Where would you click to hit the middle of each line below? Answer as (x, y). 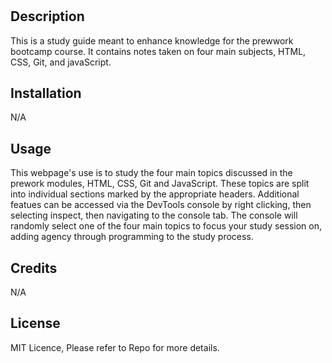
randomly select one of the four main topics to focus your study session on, (166, 226)
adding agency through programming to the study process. (132, 237)
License (35, 323)
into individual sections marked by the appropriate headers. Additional (155, 194)
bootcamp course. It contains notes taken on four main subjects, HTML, (158, 51)
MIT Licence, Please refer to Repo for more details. (115, 347)
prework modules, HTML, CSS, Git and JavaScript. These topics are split (160, 184)
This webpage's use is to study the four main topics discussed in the (151, 173)
